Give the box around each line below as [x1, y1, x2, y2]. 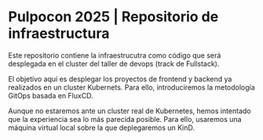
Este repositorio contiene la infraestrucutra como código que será [8, 50, 221, 60]
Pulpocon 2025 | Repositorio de [8, 8, 219, 26]
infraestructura [8, 24, 110, 42]
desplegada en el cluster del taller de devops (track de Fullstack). [8, 59, 220, 68]
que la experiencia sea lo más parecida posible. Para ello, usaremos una [8, 114, 242, 123]
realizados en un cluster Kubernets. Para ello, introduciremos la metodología [8, 83, 255, 92]
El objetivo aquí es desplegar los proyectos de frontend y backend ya [8, 74, 232, 83]
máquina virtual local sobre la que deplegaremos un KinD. [8, 123, 195, 132]
